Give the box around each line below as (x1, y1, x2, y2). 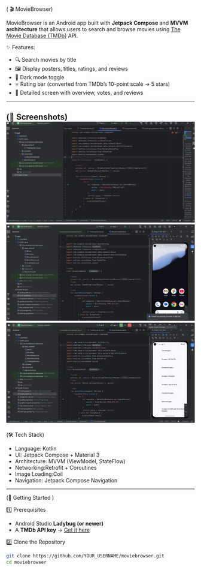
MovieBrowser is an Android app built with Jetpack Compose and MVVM (6, 19, 188, 26)
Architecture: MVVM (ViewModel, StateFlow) (14, 457, 126, 464)
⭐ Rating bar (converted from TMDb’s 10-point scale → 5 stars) (14, 80, 170, 88)
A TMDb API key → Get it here (14, 526, 90, 533)
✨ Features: (6, 44, 35, 50)
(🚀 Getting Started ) (6, 494, 54, 501)
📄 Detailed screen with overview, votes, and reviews (14, 89, 144, 96)
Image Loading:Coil (14, 470, 63, 478)
